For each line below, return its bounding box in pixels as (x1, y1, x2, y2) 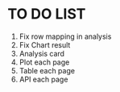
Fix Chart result (19, 40, 71, 49)
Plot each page (19, 57, 70, 67)
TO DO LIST (7, 5, 86, 23)
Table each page (19, 65, 76, 75)
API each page (19, 74, 68, 84)
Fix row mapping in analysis (19, 31, 112, 41)
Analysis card (19, 48, 65, 58)
